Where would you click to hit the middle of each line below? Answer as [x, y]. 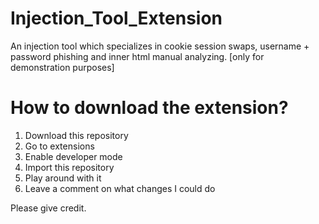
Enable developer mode [73, 156]
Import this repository [69, 167]
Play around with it [63, 178]
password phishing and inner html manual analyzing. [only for [137, 56]
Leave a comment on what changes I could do [120, 188]
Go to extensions [59, 146]
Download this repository [76, 135]
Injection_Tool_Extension [116, 18]
